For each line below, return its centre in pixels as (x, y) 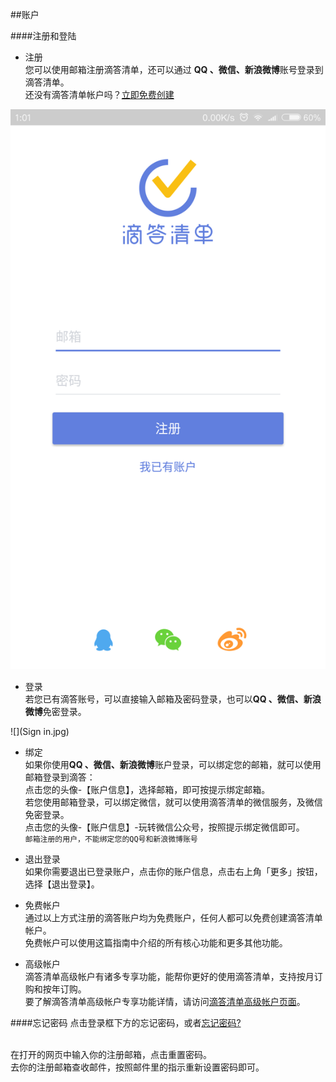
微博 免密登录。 (55, 711)
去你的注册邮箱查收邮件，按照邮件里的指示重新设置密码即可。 (137, 1067)
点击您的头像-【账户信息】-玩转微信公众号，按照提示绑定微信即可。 (164, 827)
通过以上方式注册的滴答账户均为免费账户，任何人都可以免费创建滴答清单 (173, 917)
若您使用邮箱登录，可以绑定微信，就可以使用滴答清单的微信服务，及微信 (173, 802)
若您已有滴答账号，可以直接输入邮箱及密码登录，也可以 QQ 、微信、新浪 (173, 699)
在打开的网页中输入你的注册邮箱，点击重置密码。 (111, 1054)
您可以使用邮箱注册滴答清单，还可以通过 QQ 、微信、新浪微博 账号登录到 (174, 69)
